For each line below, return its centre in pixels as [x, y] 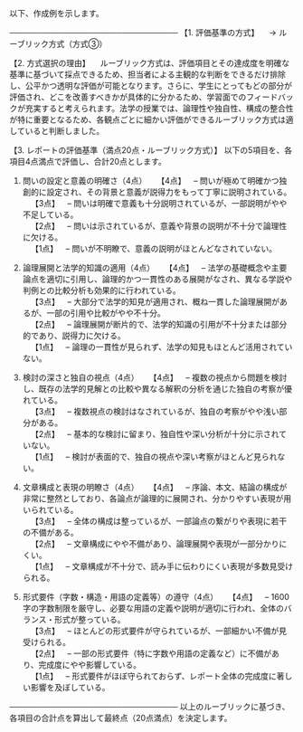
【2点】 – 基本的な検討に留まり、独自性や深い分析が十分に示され [155, 434]
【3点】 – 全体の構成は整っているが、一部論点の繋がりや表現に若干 [159, 521]
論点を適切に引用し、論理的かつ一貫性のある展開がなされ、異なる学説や [157, 279]
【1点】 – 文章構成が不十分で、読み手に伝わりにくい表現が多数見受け [162, 566]
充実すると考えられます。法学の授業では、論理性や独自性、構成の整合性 [159, 108]
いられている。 [50, 510]
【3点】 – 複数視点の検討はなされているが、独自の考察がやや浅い [155, 411]
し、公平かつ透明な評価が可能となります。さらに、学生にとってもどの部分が [151, 86]
